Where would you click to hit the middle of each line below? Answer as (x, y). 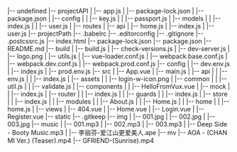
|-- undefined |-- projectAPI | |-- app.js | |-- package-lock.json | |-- (106, 11)
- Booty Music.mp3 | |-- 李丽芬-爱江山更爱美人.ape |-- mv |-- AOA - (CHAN (117, 132)
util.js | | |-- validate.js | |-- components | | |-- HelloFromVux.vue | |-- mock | (119, 86)
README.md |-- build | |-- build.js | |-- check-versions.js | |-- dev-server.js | (119, 49)
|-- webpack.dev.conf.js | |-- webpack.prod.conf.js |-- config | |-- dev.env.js (119, 64)
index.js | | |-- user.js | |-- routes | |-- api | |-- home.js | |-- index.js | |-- (111, 26)
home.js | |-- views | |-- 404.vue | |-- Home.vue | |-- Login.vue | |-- (106, 109)
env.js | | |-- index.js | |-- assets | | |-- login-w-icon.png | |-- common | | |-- (117, 79)
